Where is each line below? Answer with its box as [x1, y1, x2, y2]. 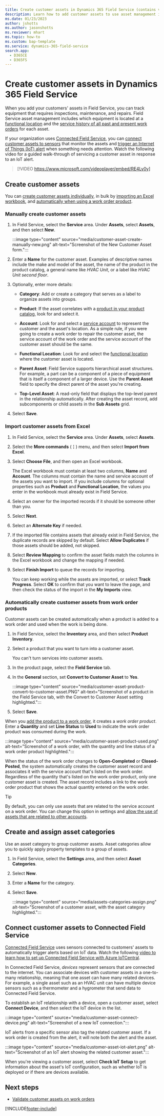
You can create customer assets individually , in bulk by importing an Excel [5, 193, 154, 199]
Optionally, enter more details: [12, 282, 73, 288]
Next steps [5, 1083, 39, 1091]
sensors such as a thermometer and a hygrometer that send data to [5, 985, 141, 991]
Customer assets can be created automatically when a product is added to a [5, 616, 159, 622]
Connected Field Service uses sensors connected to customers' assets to [5, 944, 154, 950]
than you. [12, 504, 32, 509]
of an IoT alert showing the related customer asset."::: [41, 1049, 149, 1055]
